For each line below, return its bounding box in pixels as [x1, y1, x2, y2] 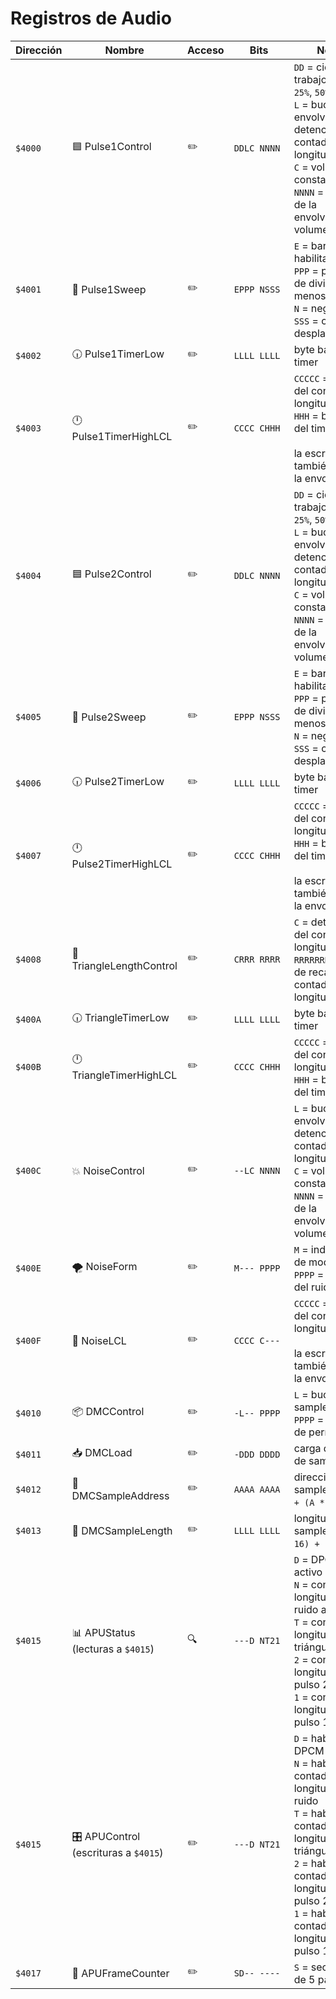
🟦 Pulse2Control [71, 567, 152, 581]
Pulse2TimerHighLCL [71, 857, 173, 871]
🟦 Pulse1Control [71, 140, 152, 154]
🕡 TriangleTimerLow [71, 1011, 170, 1025]
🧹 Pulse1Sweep [71, 282, 147, 296]
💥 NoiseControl [71, 1163, 145, 1177]
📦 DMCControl [71, 1405, 145, 1419]
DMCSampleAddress [71, 1488, 170, 1502]
